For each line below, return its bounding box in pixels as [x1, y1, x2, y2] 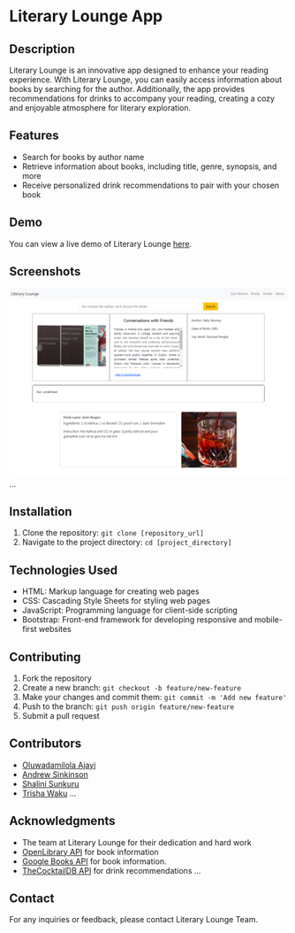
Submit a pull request [21, 710, 100, 721]
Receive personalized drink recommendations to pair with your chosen [21, 180, 280, 190]
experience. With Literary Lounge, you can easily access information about [9, 74, 283, 85]
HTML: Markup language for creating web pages [21, 586, 200, 597]
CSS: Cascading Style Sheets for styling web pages [21, 596, 210, 606]
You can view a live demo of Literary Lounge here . [9, 238, 193, 249]
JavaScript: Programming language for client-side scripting [21, 605, 238, 616]
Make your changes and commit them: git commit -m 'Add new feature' [21, 691, 287, 702]
